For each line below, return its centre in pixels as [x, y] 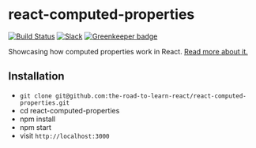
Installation [36, 76]
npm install [38, 119]
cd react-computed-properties [70, 110]
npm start [35, 127]
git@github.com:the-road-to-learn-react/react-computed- [151, 96]
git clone [36, 96]
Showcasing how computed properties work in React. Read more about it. [128, 51]
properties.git [45, 103]
